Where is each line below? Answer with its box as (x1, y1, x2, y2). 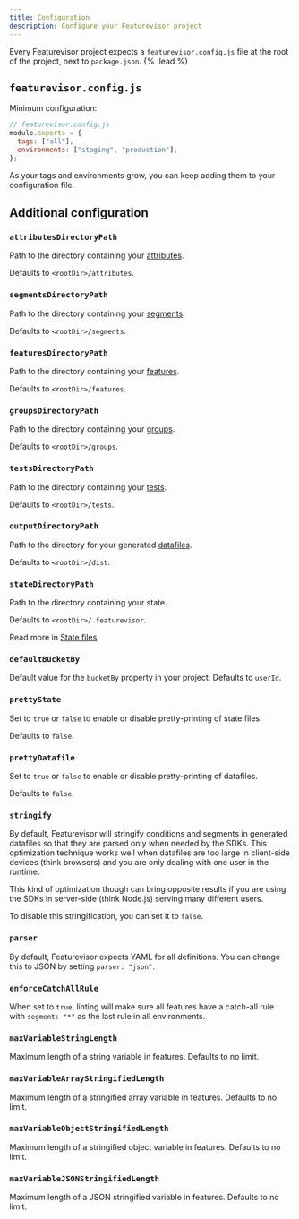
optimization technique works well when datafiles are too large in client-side (9, 847, 291, 858)
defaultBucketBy (9, 655, 81, 665)
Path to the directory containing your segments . (9, 308, 185, 319)
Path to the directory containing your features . (9, 365, 180, 376)
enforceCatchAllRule (9, 983, 99, 993)
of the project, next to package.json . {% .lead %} (9, 56, 189, 66)
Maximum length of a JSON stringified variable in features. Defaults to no (9, 1192, 279, 1203)
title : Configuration (9, 13, 90, 22)
